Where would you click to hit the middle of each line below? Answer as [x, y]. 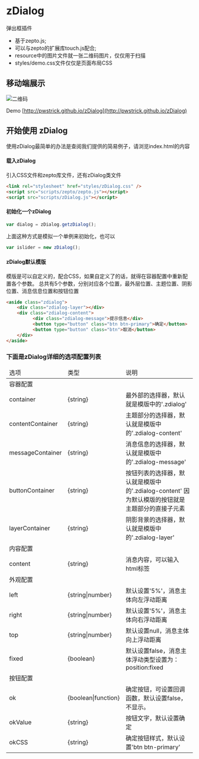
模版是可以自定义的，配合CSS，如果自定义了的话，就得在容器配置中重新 [94, 276]
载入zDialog [21, 161]
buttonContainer [32, 490]
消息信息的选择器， [152, 444]
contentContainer [33, 424]
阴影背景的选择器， [152, 520]
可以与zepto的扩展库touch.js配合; [55, 48]
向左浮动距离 [149, 600]
